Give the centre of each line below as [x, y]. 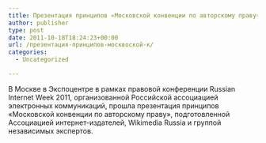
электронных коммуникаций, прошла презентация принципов [114, 105]
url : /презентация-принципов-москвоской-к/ [81, 45]
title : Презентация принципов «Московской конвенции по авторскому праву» [134, 15]
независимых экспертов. [51, 130]
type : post [26, 30]
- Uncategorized [42, 60]
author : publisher [38, 23]
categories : [28, 52]
